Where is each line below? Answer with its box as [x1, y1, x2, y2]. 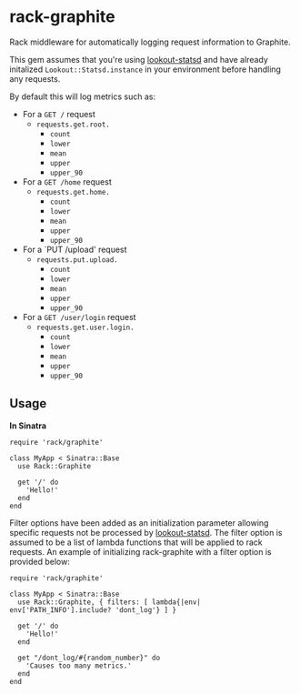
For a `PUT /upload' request [22, 244, 127, 255]
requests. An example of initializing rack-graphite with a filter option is [9, 546, 272, 557]
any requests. [9, 73, 61, 84]
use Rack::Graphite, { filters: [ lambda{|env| [17, 598, 202, 607]
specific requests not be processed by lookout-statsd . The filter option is [9, 527, 283, 538]
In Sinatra [9, 420, 47, 431]
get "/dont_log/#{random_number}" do [17, 653, 161, 662]
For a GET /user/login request [22, 311, 136, 322]
